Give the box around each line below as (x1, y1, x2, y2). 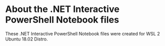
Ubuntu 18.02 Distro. (5, 36, 48, 42)
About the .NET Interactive (5, 3, 120, 15)
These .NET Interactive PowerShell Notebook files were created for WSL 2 (5, 30, 160, 36)
